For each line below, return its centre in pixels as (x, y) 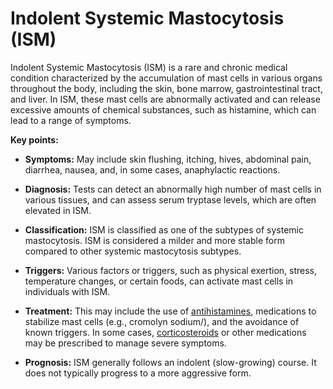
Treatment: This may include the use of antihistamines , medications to (170, 311)
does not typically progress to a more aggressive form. (138, 373)
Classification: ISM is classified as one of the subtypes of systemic (164, 229)
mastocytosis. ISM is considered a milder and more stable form (154, 240)
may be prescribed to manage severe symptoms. (125, 343)
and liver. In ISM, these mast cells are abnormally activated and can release (165, 99)
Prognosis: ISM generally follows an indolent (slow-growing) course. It (170, 362)
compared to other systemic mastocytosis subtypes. (133, 251)
